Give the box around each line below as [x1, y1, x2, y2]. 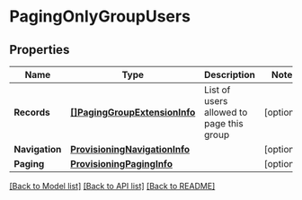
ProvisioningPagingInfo [70, 158, 173, 170]
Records [13, 106, 51, 118]
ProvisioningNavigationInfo [70, 143, 191, 155]
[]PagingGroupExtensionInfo [70, 106, 196, 118]
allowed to [203, 106, 248, 118]
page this [203, 117, 244, 129]
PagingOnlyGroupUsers [9, 6, 191, 27]
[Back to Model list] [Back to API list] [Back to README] [9, 181, 216, 191]
